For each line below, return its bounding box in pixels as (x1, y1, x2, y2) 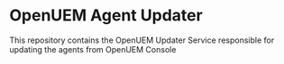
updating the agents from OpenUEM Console (9, 44, 177, 54)
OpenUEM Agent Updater (9, 5, 203, 26)
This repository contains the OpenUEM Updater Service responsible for (9, 35, 275, 45)
